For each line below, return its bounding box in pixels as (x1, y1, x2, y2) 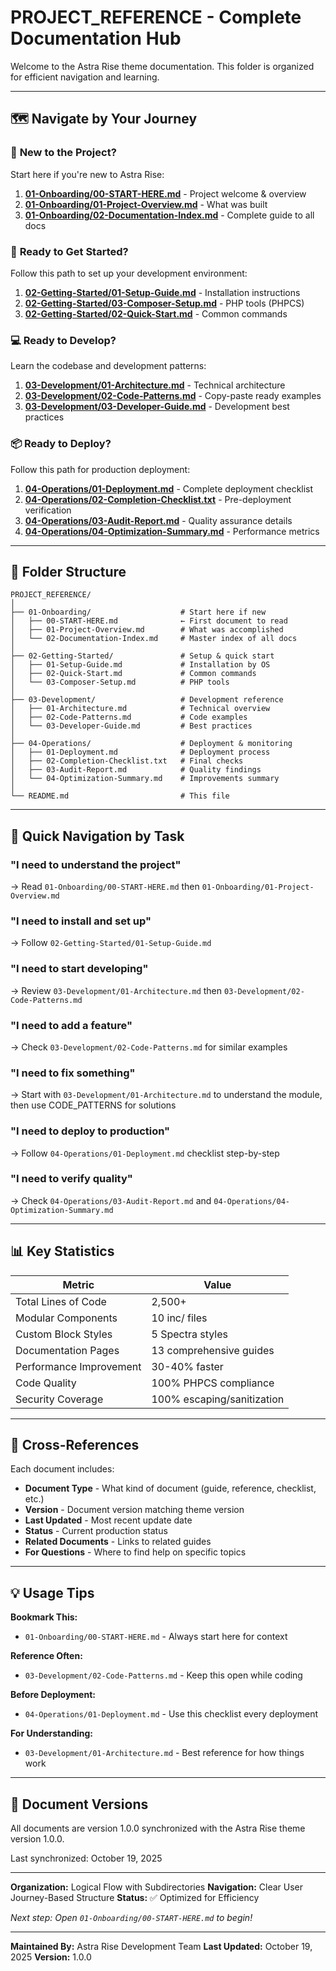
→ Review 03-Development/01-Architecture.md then (10, 984, 223, 996)
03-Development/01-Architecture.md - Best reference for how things (24, 1747, 305, 1759)
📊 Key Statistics (10, 1243, 115, 1260)
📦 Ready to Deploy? (10, 437, 112, 451)
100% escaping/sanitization (151, 1392, 285, 1406)
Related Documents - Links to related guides (24, 1536, 212, 1548)
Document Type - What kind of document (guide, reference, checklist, (24, 1482, 317, 1495)
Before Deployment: (10, 1689, 96, 1701)
